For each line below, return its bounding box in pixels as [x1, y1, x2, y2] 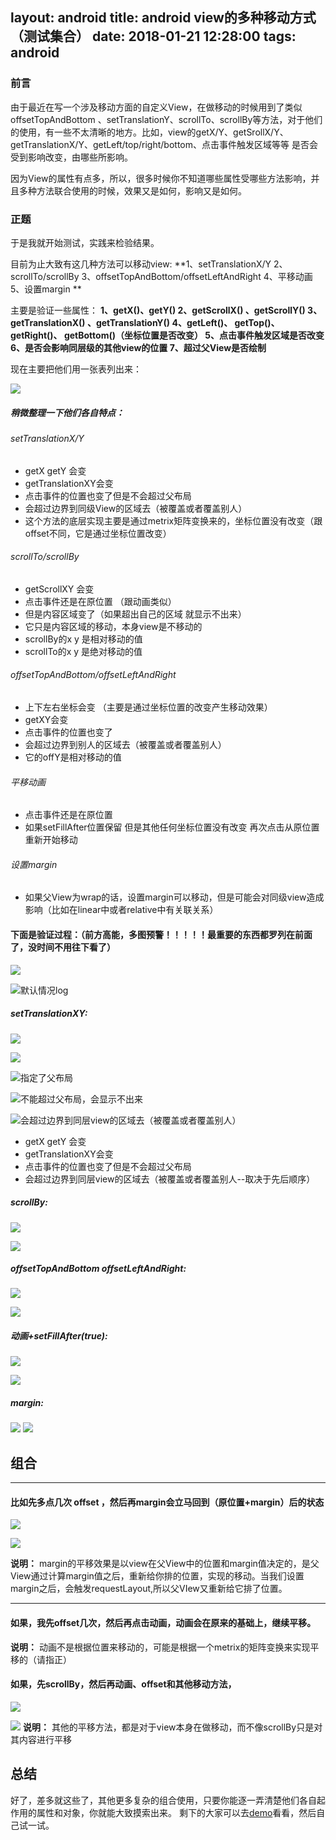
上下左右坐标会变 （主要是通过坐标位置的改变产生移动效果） [24, 701, 273, 713]
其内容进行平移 [10, 1733, 72, 1745]
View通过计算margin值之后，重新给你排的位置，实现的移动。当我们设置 [10, 1570, 305, 1582]
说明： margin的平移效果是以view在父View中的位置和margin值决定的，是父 [10, 1558, 320, 1570]
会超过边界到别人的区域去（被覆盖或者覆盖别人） [24, 738, 227, 750]
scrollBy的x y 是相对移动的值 [24, 633, 143, 645]
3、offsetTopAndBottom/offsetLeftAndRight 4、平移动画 [81, 270, 313, 282]
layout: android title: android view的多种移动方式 [10, 9, 317, 27]
